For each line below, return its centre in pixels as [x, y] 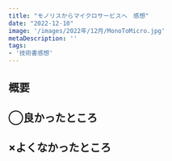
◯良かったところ [53, 118]
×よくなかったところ [60, 148]
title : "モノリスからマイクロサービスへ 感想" [79, 16]
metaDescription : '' [43, 38]
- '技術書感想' [31, 53]
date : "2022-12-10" [41, 23]
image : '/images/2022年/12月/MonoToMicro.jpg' [87, 31]
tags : [17, 46]
